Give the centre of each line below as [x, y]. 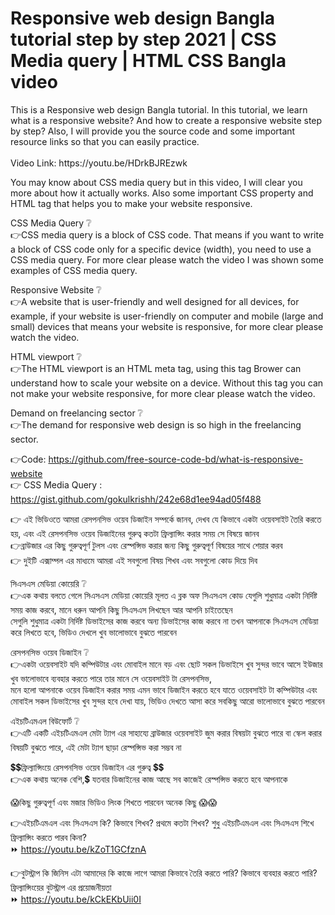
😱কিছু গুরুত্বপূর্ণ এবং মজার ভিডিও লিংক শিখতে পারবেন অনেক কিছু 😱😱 [114, 802]
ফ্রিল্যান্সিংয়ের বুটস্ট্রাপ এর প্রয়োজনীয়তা [61, 887]
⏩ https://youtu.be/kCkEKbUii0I [76, 899]
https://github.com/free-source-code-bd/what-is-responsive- [176, 459]
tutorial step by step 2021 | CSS [143, 39]
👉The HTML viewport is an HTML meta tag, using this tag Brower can [156, 368]
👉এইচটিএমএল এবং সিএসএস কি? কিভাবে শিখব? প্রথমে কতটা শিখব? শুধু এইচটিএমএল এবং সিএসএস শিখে [162, 823]
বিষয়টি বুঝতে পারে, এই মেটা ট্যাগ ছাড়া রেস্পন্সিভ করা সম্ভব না [96, 747]
